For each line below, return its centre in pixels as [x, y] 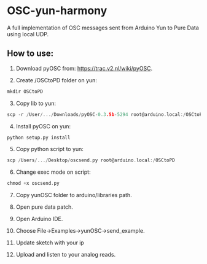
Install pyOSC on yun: [43, 126]
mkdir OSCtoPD [25, 91]
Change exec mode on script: [53, 172]
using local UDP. [28, 34]
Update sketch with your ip [50, 243]
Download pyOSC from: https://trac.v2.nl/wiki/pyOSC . [84, 68]
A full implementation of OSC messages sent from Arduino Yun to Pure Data [103, 28]
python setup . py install [39, 138]
